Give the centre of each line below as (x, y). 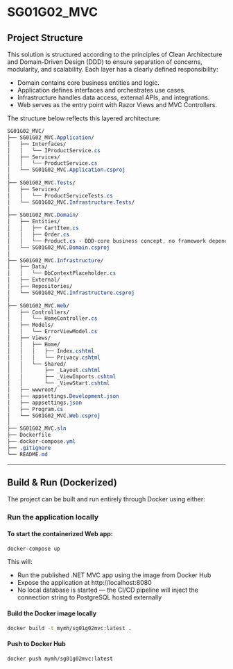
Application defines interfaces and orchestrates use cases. (101, 90)
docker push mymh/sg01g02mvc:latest (60, 659)
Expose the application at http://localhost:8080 (84, 583)
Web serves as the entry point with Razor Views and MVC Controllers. (117, 105)
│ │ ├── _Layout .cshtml (54, 370)
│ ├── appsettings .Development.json (63, 396)
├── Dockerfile (29, 435)
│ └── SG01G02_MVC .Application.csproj (67, 170)
